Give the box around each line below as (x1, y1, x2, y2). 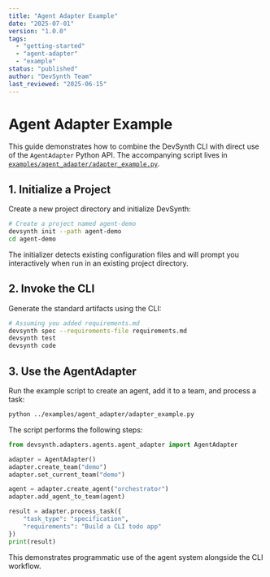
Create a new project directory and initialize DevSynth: (8, 204, 191, 214)
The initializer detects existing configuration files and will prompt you (8, 249, 240, 259)
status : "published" (8, 65, 79, 73)
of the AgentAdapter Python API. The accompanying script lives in (8, 150, 228, 160)
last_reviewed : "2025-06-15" (8, 80, 107, 88)
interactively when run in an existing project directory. (8, 258, 189, 268)
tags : (8, 34, 27, 43)
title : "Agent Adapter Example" (8, 11, 118, 20)
